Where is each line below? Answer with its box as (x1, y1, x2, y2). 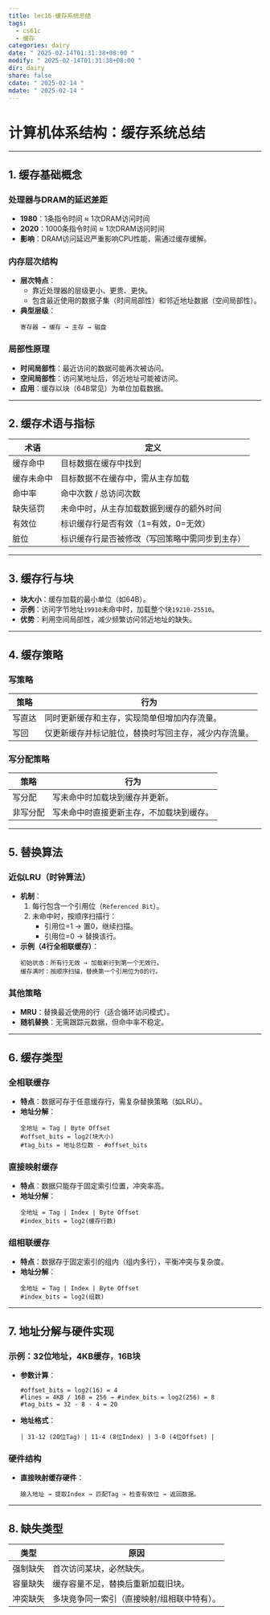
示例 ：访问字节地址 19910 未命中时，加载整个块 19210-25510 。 (19, 604, 219, 615)
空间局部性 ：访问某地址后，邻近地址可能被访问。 (19, 373, 182, 382)
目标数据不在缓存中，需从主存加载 (60, 473, 190, 484)
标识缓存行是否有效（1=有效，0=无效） (60, 518, 211, 529)
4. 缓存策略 (8, 648, 63, 661)
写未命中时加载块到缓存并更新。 (52, 792, 174, 803)
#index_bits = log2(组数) (19, 1293, 104, 1302)
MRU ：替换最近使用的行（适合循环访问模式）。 (19, 1008, 174, 1017)
